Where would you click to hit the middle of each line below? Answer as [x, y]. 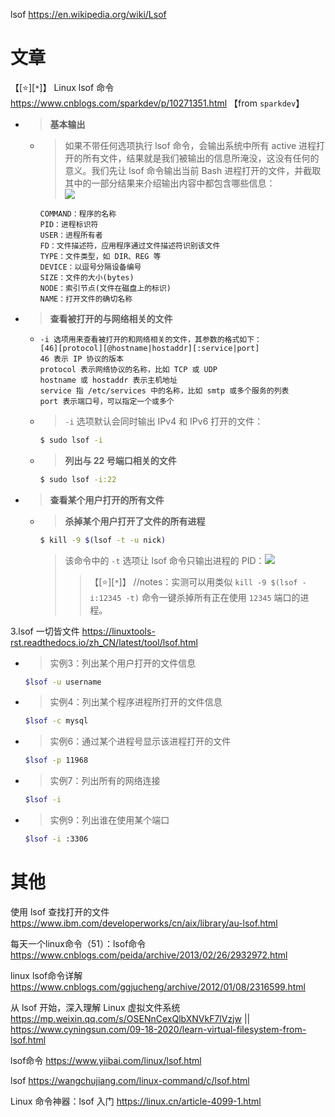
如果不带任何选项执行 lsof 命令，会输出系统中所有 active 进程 [190, 145]
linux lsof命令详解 [46, 975]
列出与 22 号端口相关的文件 [120, 460]
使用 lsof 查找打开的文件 [60, 911]
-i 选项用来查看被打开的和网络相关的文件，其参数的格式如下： [151, 339]
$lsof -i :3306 [56, 839]
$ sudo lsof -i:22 [78, 479]
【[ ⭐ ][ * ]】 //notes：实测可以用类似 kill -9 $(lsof [193, 581]
